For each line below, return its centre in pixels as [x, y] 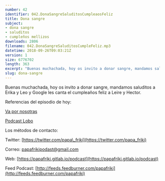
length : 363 [17, 64]
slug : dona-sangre [24, 73]
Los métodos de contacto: [31, 130]
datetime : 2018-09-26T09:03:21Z [38, 50]
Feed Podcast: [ [21, 168]
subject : [14, 23]
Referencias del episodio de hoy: [38, 102]
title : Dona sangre [25, 19]
